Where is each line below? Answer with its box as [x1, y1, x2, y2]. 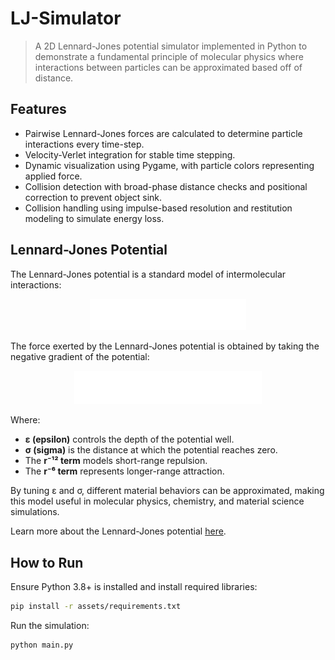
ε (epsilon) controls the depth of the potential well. [24, 433, 235, 446]
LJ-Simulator [10, 7, 122, 30]
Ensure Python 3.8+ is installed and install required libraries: [10, 581, 258, 593]
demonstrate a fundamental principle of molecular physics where [34, 50, 304, 62]
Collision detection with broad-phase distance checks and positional [24, 180, 308, 192]
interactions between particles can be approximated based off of [34, 61, 303, 73]
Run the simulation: [10, 619, 90, 631]
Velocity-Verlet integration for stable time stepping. [24, 148, 236, 161]
